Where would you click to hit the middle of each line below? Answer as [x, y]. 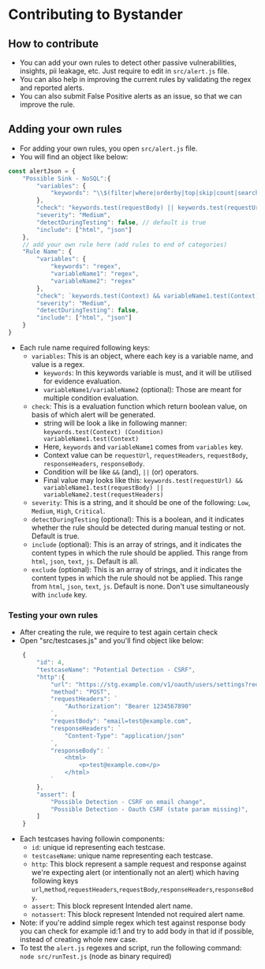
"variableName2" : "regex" [93, 281]
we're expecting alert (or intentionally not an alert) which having [135, 873]
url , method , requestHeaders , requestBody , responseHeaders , [123, 889]
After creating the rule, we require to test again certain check [119, 632]
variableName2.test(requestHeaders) [103, 495]
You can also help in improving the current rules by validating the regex [135, 79]
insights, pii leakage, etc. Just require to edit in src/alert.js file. [125, 71]
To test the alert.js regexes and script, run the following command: [131, 948]
